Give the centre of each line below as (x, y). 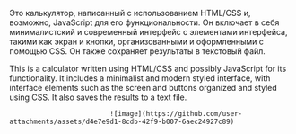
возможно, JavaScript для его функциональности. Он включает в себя (144, 22)
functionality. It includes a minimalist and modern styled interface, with (140, 78)
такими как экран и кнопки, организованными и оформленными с (137, 41)
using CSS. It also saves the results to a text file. (98, 97)
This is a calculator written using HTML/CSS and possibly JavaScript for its (148, 68)
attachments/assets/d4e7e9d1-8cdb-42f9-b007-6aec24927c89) (122, 121)
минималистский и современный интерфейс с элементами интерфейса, (148, 32)
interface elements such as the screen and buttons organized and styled (144, 88)
